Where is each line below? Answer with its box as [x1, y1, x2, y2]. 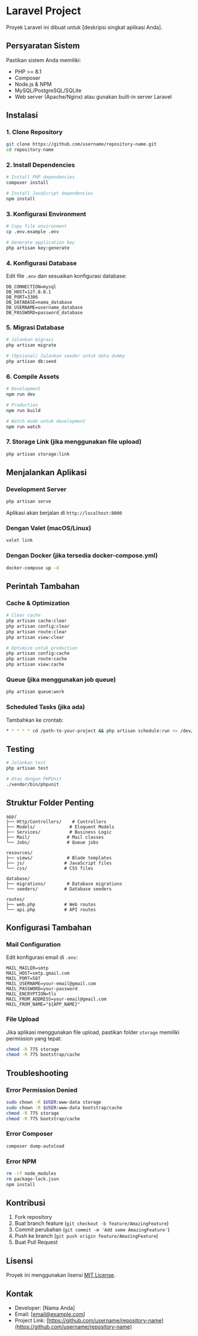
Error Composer [6, 1130, 53, 1138]
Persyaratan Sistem [6, 41, 80, 51]
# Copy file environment [6, 223, 67, 229]
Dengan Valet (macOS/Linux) [6, 524, 91, 533]
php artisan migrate [6, 342, 57, 348]
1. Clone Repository [6, 128, 63, 137]
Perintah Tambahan [6, 581, 80, 591]
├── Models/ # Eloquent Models [6, 823, 115, 830]
